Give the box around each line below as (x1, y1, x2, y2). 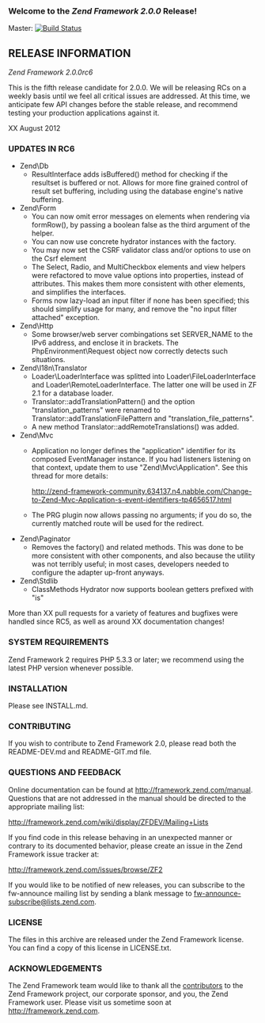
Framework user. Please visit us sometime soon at (8, 998, 172, 1007)
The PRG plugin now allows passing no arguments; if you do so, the (31, 510, 252, 520)
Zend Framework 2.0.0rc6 (8, 67, 93, 77)
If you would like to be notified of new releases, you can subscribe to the (8, 880, 245, 889)
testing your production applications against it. (8, 109, 160, 118)
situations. (31, 355, 66, 365)
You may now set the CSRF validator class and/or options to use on (31, 246, 251, 255)
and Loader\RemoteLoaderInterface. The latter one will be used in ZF (31, 380, 257, 390)
